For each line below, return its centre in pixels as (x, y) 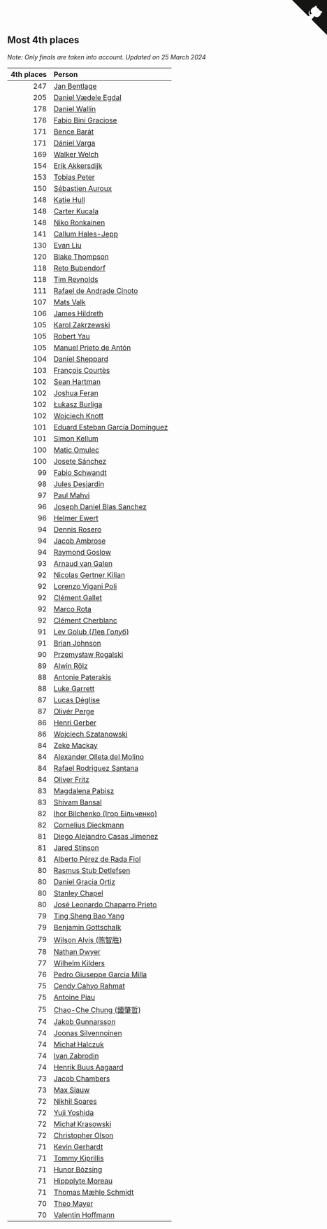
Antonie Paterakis (82, 677)
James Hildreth (78, 313)
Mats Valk (70, 302)
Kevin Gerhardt (78, 1146)
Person (66, 74)
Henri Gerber (75, 723)
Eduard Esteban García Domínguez (111, 427)
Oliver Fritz (71, 779)
